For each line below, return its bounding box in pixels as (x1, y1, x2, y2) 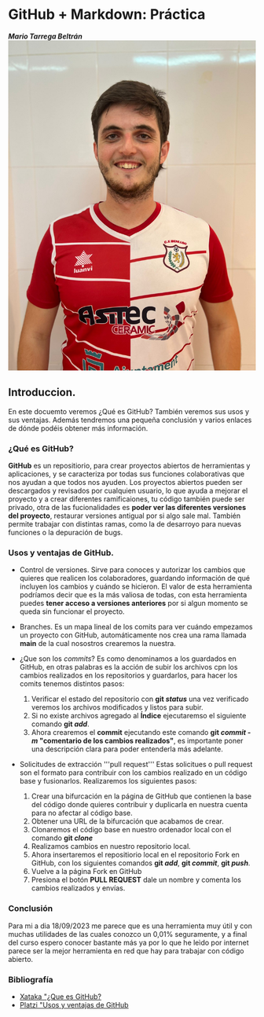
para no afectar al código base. (31, 808, 133, 818)
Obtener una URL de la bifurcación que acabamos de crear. (31, 817, 224, 826)
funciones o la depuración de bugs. (8, 528, 123, 538)
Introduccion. (8, 386, 76, 399)
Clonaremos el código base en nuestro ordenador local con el (31, 825, 232, 835)
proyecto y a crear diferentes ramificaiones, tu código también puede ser (8, 494, 245, 504)
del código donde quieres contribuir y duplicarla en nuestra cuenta (31, 800, 248, 810)
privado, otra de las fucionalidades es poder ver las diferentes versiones (8, 503, 247, 512)
